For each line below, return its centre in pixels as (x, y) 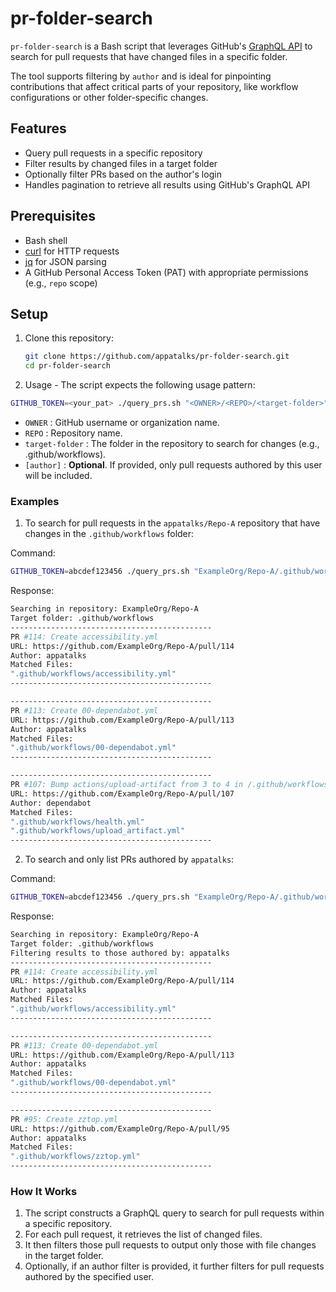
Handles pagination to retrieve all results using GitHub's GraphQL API (167, 184)
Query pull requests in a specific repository (113, 153)
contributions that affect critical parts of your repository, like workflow (154, 86)
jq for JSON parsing (65, 261)
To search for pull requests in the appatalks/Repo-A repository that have (172, 523)
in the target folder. (64, 1256)
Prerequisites (53, 216)
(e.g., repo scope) (61, 283)
